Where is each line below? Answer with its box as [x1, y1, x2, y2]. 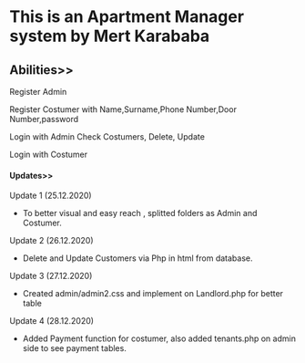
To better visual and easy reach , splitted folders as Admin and [22, 208, 258, 219]
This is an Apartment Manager [9, 6, 244, 27]
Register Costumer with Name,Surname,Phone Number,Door [9, 104, 237, 115]
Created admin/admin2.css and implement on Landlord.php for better [22, 288, 284, 299]
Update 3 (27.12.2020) [9, 271, 93, 282]
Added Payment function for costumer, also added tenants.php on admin [22, 333, 296, 344]
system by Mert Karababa [9, 26, 210, 47]
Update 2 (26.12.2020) [9, 235, 94, 246]
